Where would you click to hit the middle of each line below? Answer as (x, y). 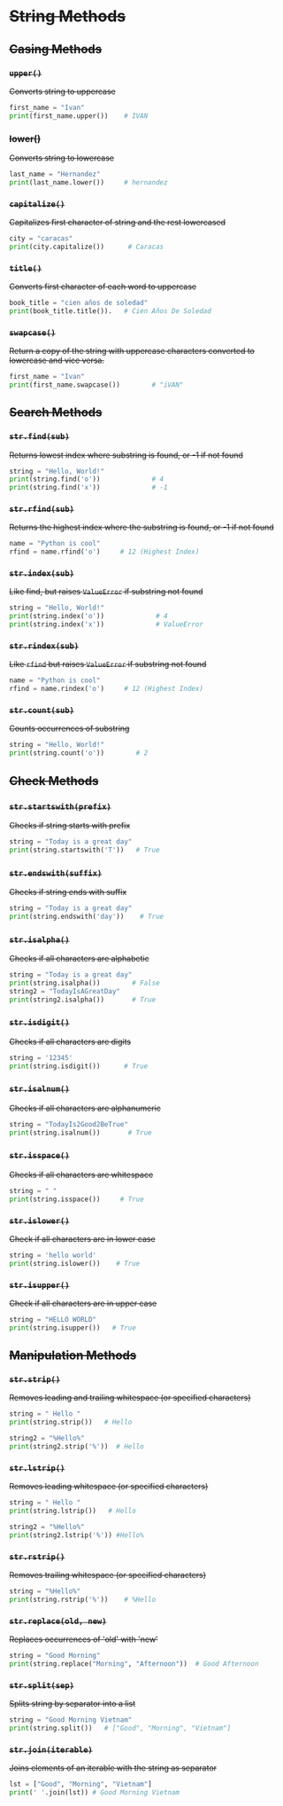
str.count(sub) (42, 711)
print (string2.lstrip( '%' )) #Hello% (76, 1535)
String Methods (68, 16)
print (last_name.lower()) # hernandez (88, 182)
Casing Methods (56, 49)
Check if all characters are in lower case (83, 1238)
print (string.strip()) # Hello (71, 1422)
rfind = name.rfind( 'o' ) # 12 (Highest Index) (104, 552)
